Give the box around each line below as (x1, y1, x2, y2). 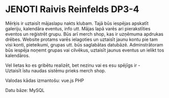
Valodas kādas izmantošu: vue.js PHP (5, 77, 84, 83)
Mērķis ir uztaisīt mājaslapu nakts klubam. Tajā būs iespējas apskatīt (5, 20, 149, 26)
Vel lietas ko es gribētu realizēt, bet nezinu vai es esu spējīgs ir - (5, 62, 140, 68)
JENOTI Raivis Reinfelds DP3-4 (5, 4, 139, 15)
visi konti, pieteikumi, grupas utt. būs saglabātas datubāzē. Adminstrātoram (5, 41, 163, 47)
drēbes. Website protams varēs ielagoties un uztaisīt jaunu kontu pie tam (5, 36, 158, 42)
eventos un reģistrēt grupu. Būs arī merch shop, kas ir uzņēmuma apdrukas (5, 31, 164, 37)
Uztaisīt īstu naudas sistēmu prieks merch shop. (5, 67, 106, 74)
